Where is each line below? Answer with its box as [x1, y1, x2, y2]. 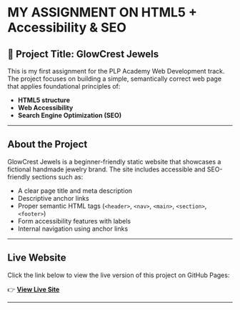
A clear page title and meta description [17, 186, 133, 195]
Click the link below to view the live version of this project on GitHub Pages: [7, 271, 230, 279]
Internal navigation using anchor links [17, 224, 129, 233]
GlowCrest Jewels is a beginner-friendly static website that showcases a [7, 157, 221, 166]
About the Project [7, 139, 88, 151]
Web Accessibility [17, 104, 74, 111]
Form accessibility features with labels [17, 216, 131, 225]
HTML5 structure [17, 96, 70, 104]
